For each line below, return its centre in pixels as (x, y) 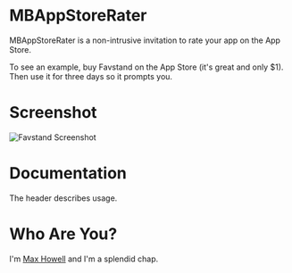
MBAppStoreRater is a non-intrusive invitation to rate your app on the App (145, 40)
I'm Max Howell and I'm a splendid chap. (84, 259)
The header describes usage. (63, 198)
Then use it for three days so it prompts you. (91, 76)
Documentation (68, 174)
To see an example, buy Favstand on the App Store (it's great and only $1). (146, 67)
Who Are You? (63, 234)
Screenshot (53, 113)
